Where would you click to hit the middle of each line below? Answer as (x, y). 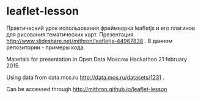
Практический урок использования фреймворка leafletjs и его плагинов (101, 28)
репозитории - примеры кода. (46, 47)
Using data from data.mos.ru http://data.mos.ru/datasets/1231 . (86, 77)
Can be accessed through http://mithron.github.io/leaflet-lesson (87, 89)
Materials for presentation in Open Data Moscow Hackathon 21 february (97, 59)
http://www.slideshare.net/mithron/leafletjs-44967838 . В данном (90, 41)
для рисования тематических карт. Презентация (70, 34)
